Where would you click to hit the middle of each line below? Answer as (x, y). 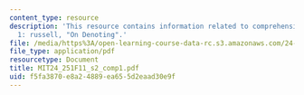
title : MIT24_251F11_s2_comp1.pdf (75, 69)
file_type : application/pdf (62, 52)
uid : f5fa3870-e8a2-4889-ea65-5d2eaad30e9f (93, 77)
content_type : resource (54, 18)
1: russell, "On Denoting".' (72, 34)
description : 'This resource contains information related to (129, 26)
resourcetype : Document (54, 60)
